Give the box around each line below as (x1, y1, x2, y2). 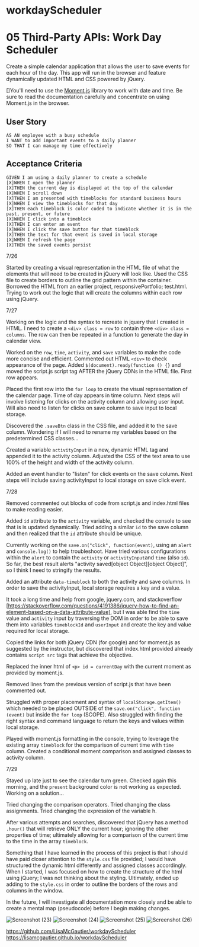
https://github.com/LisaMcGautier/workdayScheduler (6, 927, 136, 935)
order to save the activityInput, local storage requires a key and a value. (6, 584, 181, 591)
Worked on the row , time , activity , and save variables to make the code (6, 348, 181, 356)
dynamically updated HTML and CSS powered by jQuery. (6, 75, 146, 83)
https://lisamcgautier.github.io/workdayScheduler (6, 934, 127, 941)
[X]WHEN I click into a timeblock (6, 216, 92, 222)
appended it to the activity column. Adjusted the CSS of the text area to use (6, 452, 191, 459)
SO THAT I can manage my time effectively (6, 143, 113, 149)
